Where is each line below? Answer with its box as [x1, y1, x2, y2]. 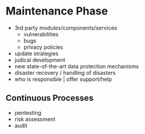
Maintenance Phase [5, 4, 109, 18]
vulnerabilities [23, 30, 59, 37]
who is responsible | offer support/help [14, 75, 112, 83]
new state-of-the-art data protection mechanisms [14, 62, 139, 70]
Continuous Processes [5, 93, 93, 103]
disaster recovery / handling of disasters [14, 69, 116, 76]
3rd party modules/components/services [14, 24, 118, 31]
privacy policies [23, 43, 63, 51]
